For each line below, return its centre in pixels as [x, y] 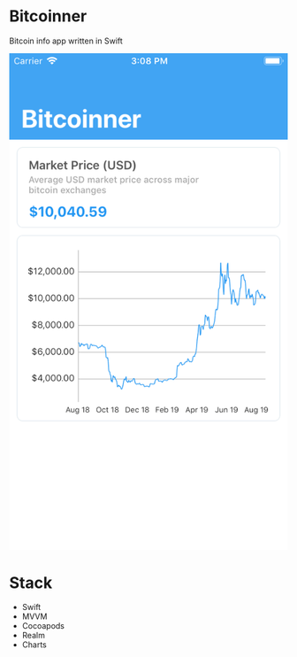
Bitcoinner [48, 16]
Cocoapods [43, 626]
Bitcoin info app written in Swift [66, 41]
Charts [34, 645]
